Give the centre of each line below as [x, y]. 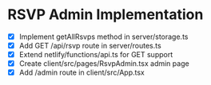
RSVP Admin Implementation [105, 15]
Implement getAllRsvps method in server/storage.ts [104, 37]
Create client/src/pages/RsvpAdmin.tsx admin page [104, 64]
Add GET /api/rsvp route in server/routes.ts [90, 46]
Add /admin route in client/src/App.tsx [82, 72]
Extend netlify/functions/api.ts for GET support [96, 55]
